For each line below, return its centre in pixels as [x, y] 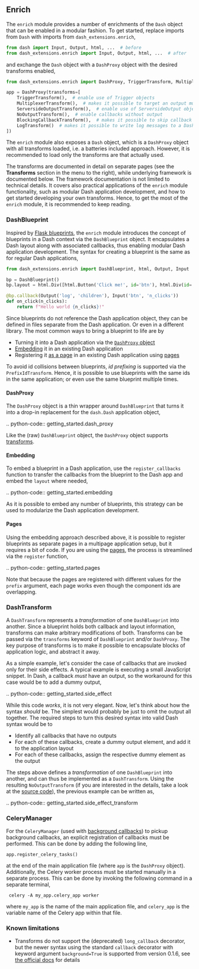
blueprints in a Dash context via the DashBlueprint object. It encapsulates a [98, 239]
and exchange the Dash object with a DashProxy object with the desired [92, 64]
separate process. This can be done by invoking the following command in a [99, 878]
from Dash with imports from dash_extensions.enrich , [71, 37]
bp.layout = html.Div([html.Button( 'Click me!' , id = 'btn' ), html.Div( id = [99, 285]
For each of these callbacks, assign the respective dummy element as [100, 755]
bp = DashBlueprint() [33, 280]
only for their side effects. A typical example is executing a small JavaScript [98, 669]
